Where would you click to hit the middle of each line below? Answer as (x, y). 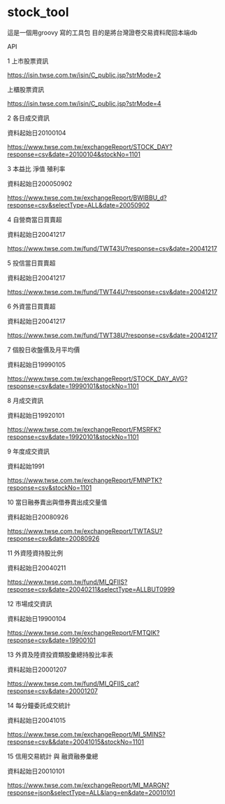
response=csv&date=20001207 (52, 690)
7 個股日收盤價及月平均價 (44, 349)
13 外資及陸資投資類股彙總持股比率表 (60, 654)
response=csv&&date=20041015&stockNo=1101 (76, 742)
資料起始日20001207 (37, 669)
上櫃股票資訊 (26, 89)
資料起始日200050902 (40, 184)
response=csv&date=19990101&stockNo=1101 (73, 386)
